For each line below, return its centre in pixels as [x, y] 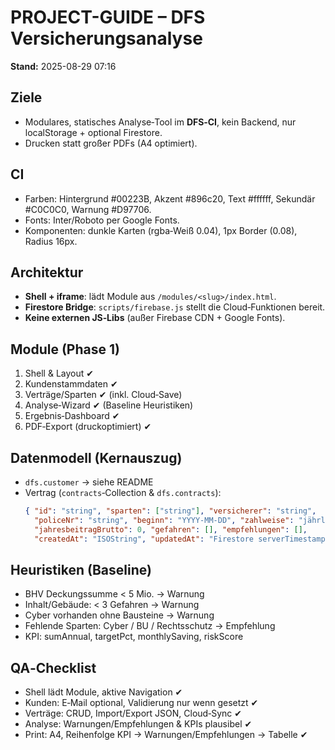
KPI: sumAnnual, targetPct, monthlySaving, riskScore [134, 637]
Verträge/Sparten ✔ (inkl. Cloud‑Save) [103, 395]
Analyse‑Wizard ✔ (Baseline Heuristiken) [109, 405]
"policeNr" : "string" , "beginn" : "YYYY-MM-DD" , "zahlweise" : [164, 520]
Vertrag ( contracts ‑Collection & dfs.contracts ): [123, 492]
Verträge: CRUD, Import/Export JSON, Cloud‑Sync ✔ [133, 713]
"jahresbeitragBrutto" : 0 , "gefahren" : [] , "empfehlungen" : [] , [171, 529]
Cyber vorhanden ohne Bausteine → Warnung [119, 615]
